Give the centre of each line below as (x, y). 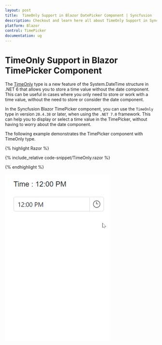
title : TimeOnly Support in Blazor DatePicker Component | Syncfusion (78, 15)
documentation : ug (23, 36)
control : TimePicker (26, 31)
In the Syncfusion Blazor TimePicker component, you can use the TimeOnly (79, 109)
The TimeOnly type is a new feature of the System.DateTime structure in (77, 84)
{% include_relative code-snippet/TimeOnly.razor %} (58, 157)
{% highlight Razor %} (27, 148)
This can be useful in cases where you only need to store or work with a (77, 94)
